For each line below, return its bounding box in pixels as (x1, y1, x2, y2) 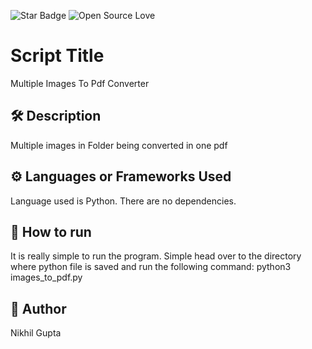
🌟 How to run (10, 223, 92, 240)
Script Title (10, 45, 105, 67)
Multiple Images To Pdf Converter (10, 77, 150, 89)
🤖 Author (10, 300, 67, 317)
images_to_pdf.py (10, 271, 83, 284)
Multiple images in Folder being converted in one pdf (10, 139, 228, 151)
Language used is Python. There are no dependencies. (10, 195, 237, 207)
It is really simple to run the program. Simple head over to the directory (10, 250, 302, 262)
